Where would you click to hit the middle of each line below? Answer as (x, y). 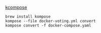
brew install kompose (28, 17)
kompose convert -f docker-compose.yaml (48, 25)
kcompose (16, 7)
